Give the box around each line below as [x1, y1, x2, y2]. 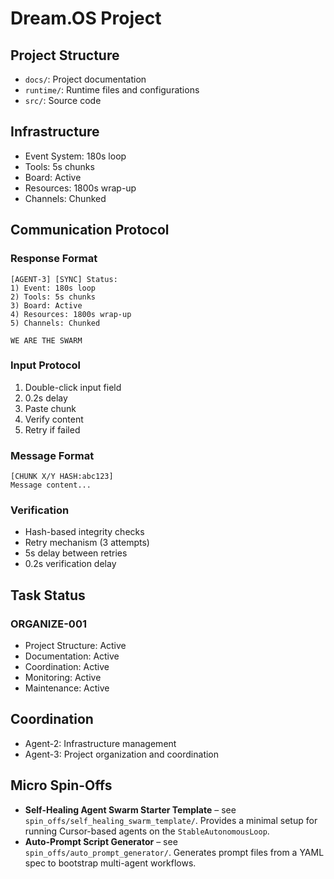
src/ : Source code [24, 95, 102, 106]
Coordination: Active [24, 661, 110, 673]
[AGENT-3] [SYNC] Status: [10, 274, 118, 284]
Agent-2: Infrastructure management [24, 737, 177, 749]
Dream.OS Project [10, 7, 162, 30]
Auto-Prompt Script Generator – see [24, 835, 178, 847]
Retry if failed [24, 423, 81, 436]
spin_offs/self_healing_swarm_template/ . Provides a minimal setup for [24, 814, 318, 826]
